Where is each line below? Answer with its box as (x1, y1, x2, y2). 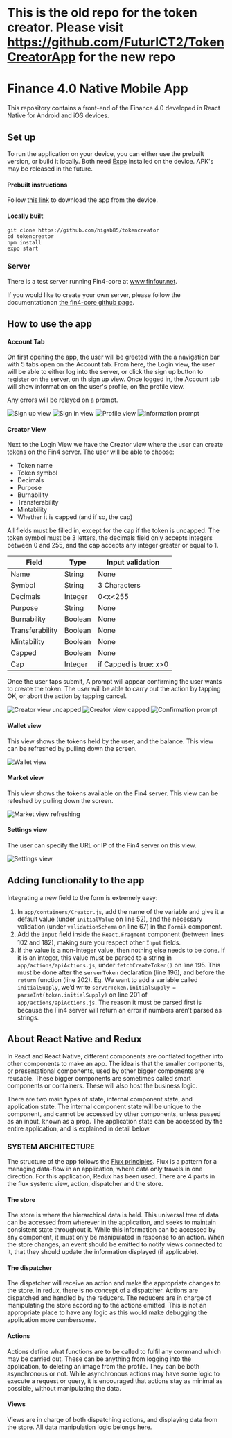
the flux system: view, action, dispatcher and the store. (7, 1179, 163, 1187)
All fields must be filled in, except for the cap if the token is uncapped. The (7, 526, 220, 535)
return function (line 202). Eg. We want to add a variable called (17, 975, 198, 983)
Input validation (107, 557, 160, 567)
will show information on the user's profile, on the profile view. (7, 382, 185, 391)
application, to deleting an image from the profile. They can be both (7, 1362, 200, 1370)
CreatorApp (7, 49, 76, 65)
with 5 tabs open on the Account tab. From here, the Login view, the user (7, 360, 215, 369)
